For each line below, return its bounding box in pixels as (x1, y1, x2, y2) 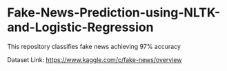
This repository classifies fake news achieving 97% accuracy (7, 42, 181, 50)
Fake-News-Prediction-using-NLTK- (7, 5, 221, 21)
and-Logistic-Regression (7, 19, 154, 35)
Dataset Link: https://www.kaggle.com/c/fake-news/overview (7, 55, 182, 63)
